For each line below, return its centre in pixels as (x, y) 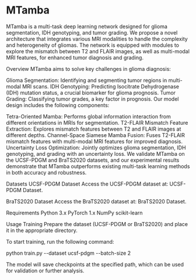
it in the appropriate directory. (42, 230)
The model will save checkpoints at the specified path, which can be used (95, 264)
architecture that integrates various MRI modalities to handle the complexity (97, 39)
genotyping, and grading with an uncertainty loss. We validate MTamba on (95, 153)
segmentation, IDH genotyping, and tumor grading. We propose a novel (92, 32)
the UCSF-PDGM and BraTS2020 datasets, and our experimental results (93, 160)
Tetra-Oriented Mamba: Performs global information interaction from (88, 116)
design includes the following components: (58, 105)
